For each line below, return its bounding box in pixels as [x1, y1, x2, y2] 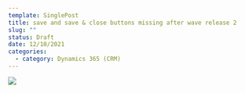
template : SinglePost [8, 11, 79, 20]
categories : [8, 48, 47, 55]
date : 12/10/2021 [8, 41, 65, 48]
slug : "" [8, 26, 37, 34]
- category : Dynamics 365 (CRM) [15, 55, 122, 63]
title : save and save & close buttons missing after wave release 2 [8, 19, 237, 27]
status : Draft [8, 33, 55, 41]
